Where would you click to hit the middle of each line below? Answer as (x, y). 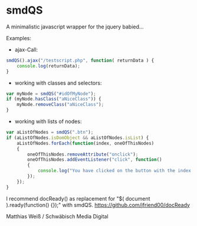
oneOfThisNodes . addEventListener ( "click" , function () (95, 160)
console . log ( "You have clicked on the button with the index (114, 171)
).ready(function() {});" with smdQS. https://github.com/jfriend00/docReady (98, 205)
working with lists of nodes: (48, 121)
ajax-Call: (26, 49)
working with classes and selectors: (58, 83)
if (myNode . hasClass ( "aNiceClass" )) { (54, 99)
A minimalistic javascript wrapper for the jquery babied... (75, 27)
